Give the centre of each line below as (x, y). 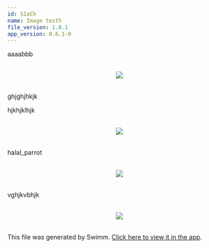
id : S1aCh (22, 14)
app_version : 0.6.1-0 (39, 34)
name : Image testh (34, 21)
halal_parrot (25, 153)
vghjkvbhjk (23, 195)
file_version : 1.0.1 (38, 27)
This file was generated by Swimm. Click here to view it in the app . (105, 237)
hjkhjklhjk (21, 110)
